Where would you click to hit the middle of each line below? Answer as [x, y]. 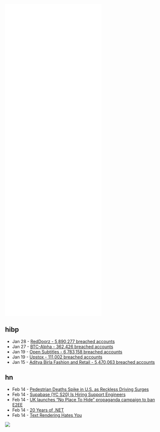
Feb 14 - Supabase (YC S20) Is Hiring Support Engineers [69, 394]
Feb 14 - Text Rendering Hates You [47, 415]
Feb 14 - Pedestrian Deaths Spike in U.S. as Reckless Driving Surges [80, 389]
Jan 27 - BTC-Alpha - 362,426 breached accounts [62, 346]
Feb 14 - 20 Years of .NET [38, 410]
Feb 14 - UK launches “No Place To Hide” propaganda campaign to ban [83, 399]
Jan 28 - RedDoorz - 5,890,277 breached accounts [63, 341]
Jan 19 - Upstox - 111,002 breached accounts [57, 357]
